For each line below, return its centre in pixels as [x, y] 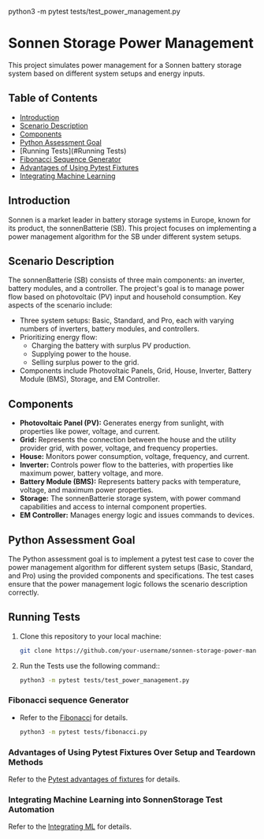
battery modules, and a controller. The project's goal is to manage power [126, 289]
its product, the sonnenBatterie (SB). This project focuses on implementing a [132, 228]
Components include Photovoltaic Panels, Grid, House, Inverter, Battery [136, 371]
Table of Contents [53, 98]
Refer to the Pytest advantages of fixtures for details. [94, 779]
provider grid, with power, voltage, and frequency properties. [119, 448]
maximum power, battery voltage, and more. [91, 473]
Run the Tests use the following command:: [89, 666]
